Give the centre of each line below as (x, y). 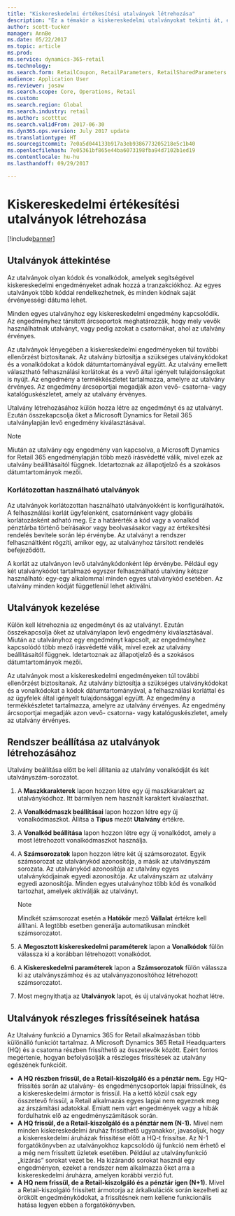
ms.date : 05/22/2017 (37, 40)
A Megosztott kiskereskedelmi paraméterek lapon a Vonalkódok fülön (120, 947)
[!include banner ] (31, 238)
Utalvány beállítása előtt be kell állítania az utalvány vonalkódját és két (108, 770)
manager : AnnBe (29, 33)
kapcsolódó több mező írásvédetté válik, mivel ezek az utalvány (99, 647)
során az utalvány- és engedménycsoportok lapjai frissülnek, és (134, 1086)
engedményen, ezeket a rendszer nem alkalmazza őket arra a (106, 1168)
